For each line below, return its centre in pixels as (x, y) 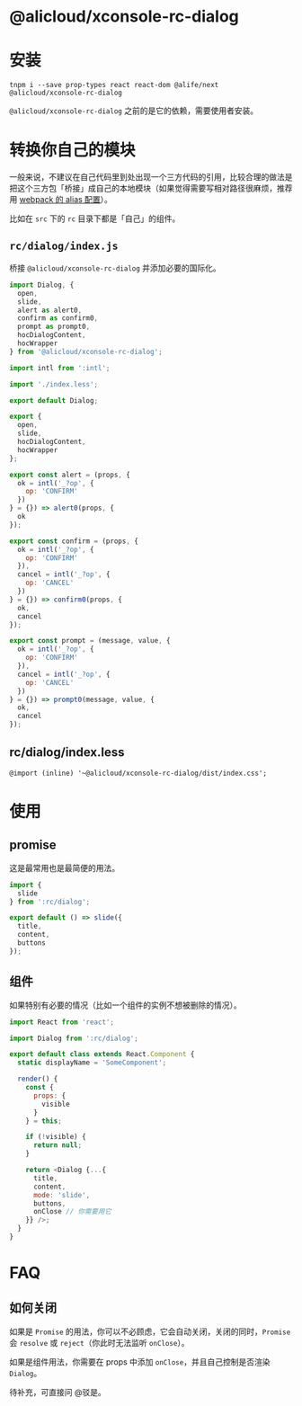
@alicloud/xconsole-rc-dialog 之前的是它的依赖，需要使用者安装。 (134, 111)
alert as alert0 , (50, 310)
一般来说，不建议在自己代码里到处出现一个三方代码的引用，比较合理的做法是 (151, 177)
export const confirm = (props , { (74, 541)
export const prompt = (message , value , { (90, 641)
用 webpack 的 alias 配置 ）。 (61, 200)
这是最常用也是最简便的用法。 (64, 868)
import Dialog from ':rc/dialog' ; (74, 1038)
